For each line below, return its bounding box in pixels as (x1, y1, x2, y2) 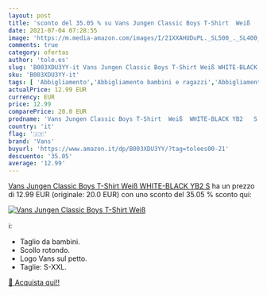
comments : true (8, 41, 59, 49)
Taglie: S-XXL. (19, 262, 68, 272)
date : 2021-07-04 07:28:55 (8, 26, 98, 34)
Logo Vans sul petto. (19, 254, 87, 263)
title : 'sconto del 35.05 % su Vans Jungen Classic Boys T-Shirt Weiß (8, 19, 250, 27)
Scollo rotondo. (19, 246, 70, 255)
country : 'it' (8, 122, 56, 130)
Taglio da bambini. (19, 237, 81, 246)
